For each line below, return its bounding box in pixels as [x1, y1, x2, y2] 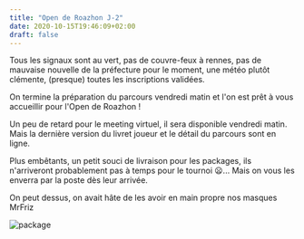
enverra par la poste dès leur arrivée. [9, 175, 148, 186]
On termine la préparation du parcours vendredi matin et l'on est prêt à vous [9, 91, 294, 102]
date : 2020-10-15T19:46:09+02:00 [9, 22, 136, 31]
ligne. [9, 138, 30, 149]
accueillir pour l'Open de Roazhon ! [9, 101, 142, 112]
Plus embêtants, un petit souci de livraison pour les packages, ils [9, 156, 252, 167]
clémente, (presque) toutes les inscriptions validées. [9, 74, 206, 85]
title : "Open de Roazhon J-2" [9, 13, 124, 23]
